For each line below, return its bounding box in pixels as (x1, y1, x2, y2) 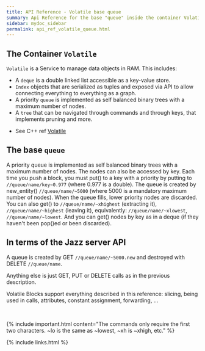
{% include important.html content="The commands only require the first (6, 320, 190, 327)
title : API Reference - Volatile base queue (6, 9, 121, 15)
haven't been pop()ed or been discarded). (6, 219, 112, 226)
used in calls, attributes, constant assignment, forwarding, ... (6, 297, 159, 304)
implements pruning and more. (15, 115, 93, 123)
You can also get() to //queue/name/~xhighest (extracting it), (6, 200, 157, 208)
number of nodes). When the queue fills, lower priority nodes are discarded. (6, 194, 198, 201)
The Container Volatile (6, 48, 97, 59)
